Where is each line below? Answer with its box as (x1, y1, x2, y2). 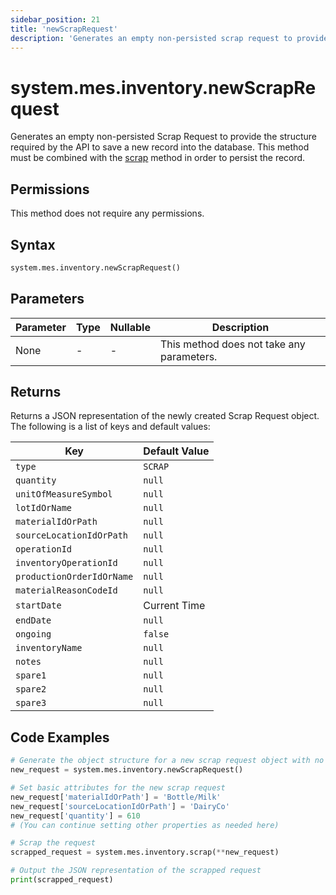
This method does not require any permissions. (10, 207, 205, 220)
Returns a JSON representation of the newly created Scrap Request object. (10, 410, 320, 422)
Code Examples (10, 729, 110, 746)
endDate (15, 615, 52, 626)
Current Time (143, 599, 206, 613)
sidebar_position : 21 (10, 14, 101, 25)
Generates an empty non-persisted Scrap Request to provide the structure (10, 131, 317, 143)
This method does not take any (159, 337, 306, 351)
